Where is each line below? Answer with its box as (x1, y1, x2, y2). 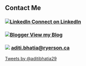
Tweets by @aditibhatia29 (5, 55, 57, 61)
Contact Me (5, 4, 41, 12)
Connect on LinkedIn (31, 18, 81, 25)
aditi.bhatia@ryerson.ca (11, 45, 70, 51)
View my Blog (29, 32, 63, 38)
